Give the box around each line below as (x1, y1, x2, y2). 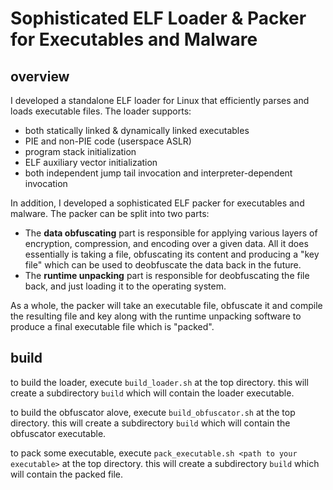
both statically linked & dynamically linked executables (24, 125, 250, 136)
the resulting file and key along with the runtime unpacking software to (10, 310, 302, 322)
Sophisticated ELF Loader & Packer (10, 7, 307, 30)
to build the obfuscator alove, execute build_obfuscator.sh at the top (10, 406, 296, 418)
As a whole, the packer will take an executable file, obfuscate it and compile (10, 300, 323, 311)
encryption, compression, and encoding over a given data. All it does (24, 238, 309, 249)
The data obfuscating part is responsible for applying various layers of (24, 227, 318, 239)
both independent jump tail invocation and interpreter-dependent (24, 167, 293, 179)
